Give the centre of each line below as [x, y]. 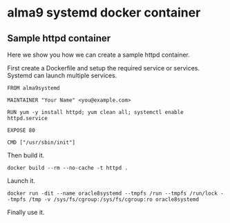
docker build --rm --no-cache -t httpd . [68, 168]
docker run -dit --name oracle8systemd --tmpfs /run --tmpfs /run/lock [112, 193]
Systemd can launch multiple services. [62, 75]
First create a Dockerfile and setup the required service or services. [104, 68]
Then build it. [26, 155]
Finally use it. [26, 212]
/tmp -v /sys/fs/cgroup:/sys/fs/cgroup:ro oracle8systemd [114, 200]
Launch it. [21, 181]
